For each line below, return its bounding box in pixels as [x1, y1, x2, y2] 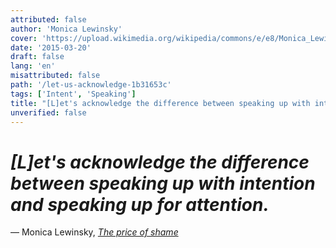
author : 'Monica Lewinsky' [10, 24, 123, 34]
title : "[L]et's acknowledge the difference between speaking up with [10, 98, 311, 108]
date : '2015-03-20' [10, 42, 92, 53]
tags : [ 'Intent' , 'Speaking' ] [10, 89, 137, 99]
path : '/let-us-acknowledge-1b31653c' [10, 80, 172, 90]
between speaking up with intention [10, 172, 316, 195]
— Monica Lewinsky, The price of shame [10, 226, 179, 238]
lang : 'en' [10, 61, 56, 71]
